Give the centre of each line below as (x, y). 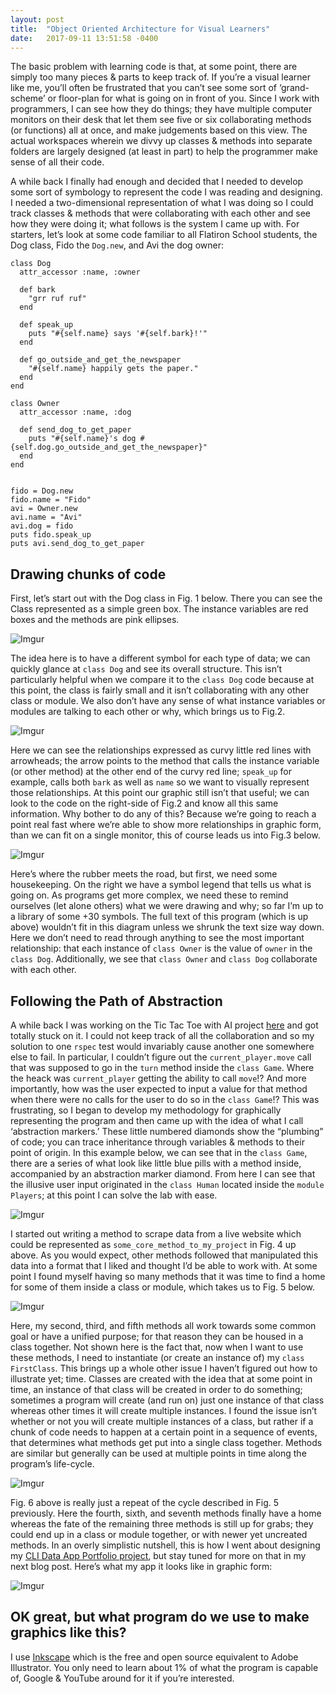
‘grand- (294, 88)
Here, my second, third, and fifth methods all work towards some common (163, 1325)
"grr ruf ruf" (57, 299)
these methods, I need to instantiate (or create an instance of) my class (157, 1357)
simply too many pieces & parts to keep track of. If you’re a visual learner (161, 77)
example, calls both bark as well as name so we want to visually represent (160, 782)
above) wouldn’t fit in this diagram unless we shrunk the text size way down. (167, 927)
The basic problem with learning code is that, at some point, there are (154, 67)
